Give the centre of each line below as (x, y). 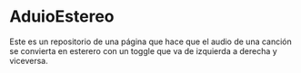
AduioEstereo (62, 17)
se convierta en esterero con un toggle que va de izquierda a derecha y (143, 50)
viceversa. (29, 60)
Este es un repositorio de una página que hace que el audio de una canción (151, 41)
